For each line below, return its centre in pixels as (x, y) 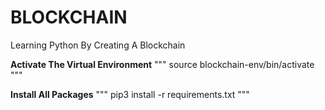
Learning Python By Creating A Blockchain (98, 45)
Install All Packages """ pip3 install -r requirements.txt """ (130, 94)
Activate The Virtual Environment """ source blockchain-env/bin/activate (162, 64)
